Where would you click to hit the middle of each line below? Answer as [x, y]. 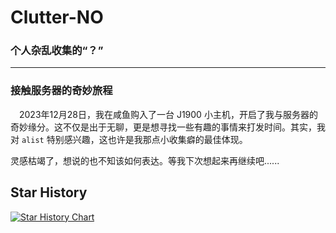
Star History [49, 192]
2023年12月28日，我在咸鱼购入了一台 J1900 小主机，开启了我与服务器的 [168, 114]
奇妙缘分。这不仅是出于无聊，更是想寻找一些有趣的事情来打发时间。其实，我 [168, 127]
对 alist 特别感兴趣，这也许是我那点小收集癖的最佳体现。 [129, 139]
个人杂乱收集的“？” [57, 51]
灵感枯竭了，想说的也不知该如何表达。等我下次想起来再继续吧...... [145, 160]
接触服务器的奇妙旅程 [61, 91]
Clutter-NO [57, 17]
